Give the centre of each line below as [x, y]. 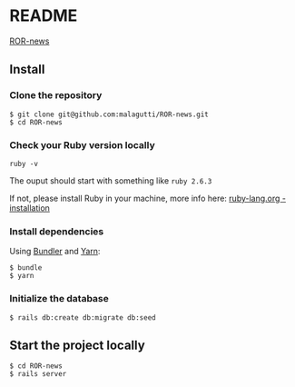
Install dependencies [57, 231]
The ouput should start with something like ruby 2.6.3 [111, 180]
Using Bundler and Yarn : [55, 252]
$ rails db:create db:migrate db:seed [83, 318]
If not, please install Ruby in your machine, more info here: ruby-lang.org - [147, 198]
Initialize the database [59, 299]
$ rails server [38, 374]
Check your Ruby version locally [83, 144]
